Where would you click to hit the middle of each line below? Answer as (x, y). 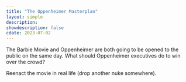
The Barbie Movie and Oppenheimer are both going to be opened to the (92, 49)
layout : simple (25, 17)
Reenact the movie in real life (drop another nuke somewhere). (81, 73)
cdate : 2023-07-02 (28, 33)
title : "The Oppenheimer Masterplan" (52, 11)
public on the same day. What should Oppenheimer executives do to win (93, 56)
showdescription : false (35, 28)
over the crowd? (26, 62)
